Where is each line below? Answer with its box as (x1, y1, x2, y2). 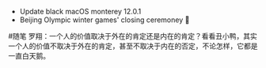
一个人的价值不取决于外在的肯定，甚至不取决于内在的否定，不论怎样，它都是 (8, 41, 258, 51)
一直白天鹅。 (8, 51, 50, 60)
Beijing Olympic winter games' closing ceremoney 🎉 (19, 15, 190, 25)
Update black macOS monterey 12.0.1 (19, 7, 142, 16)
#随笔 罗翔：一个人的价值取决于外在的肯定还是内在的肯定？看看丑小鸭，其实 (8, 32, 257, 40)
